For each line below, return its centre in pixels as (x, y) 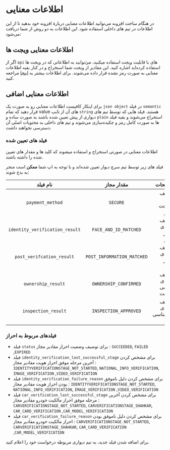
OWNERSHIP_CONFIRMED (117, 284)
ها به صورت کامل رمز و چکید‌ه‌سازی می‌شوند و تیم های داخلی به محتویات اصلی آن (82, 122)
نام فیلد (44, 184)
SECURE (117, 202)
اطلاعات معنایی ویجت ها (40, 50)
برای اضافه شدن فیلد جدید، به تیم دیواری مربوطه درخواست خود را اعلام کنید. (78, 442)
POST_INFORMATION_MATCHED (117, 257)
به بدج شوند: (17, 172)
